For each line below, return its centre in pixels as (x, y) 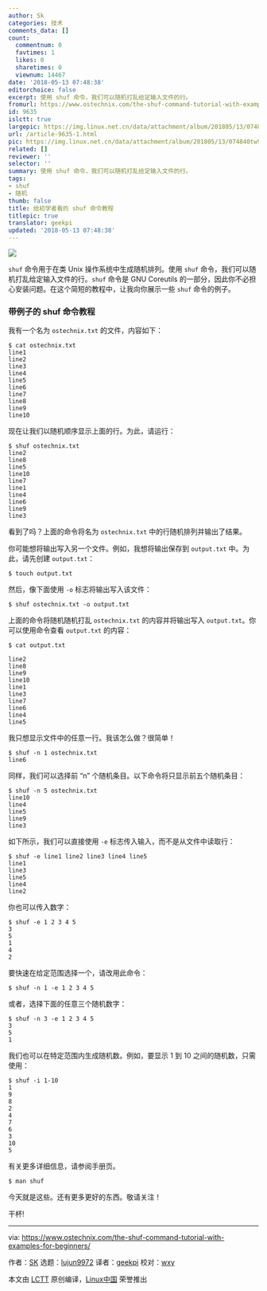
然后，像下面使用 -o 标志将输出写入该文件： (80, 590)
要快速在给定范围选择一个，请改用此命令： (78, 973)
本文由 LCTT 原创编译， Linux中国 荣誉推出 (78, 1279)
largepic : (25, 127)
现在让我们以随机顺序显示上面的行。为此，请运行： (92, 431)
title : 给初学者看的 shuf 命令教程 (61, 208)
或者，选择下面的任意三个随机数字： (68, 1004)
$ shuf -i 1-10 (33, 1081)
